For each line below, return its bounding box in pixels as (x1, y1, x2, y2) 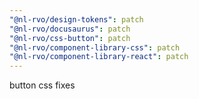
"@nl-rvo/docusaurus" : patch (9, 24, 131, 34)
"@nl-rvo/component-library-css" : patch (9, 42, 181, 53)
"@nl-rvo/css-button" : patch (9, 33, 131, 43)
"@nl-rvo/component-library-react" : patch (9, 52, 189, 62)
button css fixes (9, 79, 76, 91)
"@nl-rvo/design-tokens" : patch (9, 14, 144, 25)
